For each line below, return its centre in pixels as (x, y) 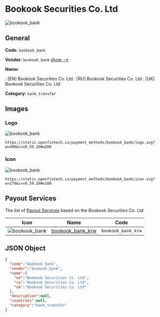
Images (17, 109)
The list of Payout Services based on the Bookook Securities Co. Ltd (74, 210)
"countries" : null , (29, 301)
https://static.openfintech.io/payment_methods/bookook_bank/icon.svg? (80, 179)
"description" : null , (31, 296)
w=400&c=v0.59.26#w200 (28, 147)
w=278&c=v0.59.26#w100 (28, 183)
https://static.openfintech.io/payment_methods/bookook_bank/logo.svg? (80, 143)
